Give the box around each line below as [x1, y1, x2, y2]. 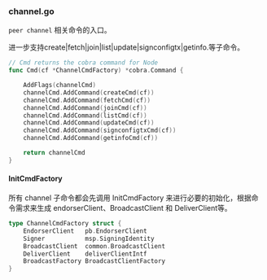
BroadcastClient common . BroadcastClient [23, 242, 165, 250]
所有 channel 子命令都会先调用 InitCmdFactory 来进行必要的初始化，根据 [8, 193, 252, 203]
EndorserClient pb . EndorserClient [23, 226, 148, 235]
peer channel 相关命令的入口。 [8, 25, 112, 35]
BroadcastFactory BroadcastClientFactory [23, 257, 165, 265]
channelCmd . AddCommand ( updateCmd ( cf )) [23, 119, 155, 127]
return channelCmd [23, 149, 85, 157]
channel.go [8, 6, 55, 17]
